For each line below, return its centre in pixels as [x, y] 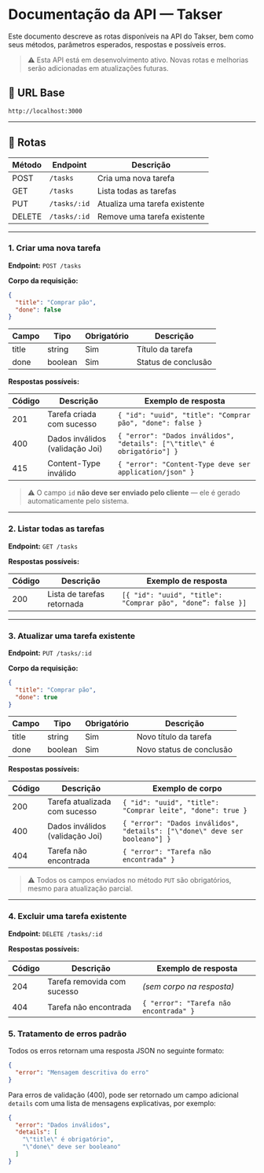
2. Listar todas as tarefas [56, 529]
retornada [66, 603]
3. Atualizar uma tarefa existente [72, 636]
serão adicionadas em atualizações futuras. [98, 68]
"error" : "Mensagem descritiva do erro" [82, 1072]
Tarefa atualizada [79, 802]
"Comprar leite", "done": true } [185, 811]
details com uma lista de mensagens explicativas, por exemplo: [112, 1103]
